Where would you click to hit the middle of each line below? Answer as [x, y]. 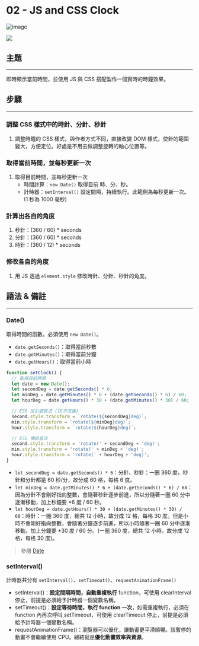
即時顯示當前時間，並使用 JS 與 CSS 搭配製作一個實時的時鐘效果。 [87, 79]
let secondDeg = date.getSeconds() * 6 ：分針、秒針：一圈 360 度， [99, 472]
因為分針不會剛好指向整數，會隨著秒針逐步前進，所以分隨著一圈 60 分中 [102, 494]
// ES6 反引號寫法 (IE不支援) [45, 411]
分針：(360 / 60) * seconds [48, 237]
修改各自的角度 [28, 262]
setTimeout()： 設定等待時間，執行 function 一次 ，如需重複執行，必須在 [102, 607]
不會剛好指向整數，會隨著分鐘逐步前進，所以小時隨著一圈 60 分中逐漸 [105, 523]
